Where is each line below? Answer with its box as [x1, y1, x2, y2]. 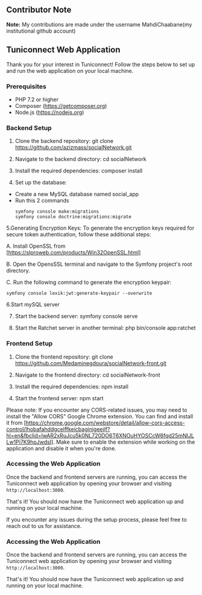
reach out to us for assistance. [6, 522, 82, 529]
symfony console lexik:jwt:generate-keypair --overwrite [6, 291, 153, 297]
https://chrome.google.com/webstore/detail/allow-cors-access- [25, 419, 185, 426]
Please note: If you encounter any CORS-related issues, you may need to [6, 406, 188, 414]
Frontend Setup [6, 339, 53, 348]
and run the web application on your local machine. [6, 67, 134, 74]
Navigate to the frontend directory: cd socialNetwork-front [14, 371, 161, 379]
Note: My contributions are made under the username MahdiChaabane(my [6, 20, 192, 28]
